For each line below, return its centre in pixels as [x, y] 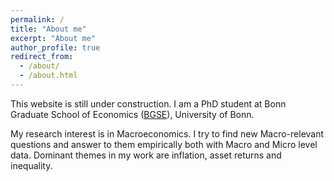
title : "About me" [48, 29]
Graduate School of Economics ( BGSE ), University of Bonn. [132, 114]
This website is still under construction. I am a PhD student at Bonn [148, 103]
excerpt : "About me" [53, 38]
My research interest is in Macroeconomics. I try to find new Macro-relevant [167, 133]
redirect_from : [42, 57]
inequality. [31, 165]
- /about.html [48, 76]
